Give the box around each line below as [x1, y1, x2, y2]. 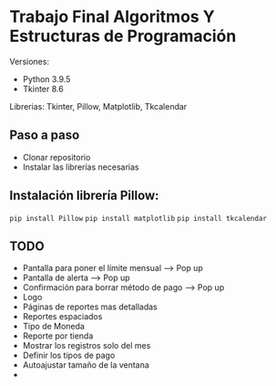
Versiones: [9, 56, 50, 67]
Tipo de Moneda [22, 321, 85, 332]
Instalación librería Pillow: [9, 188, 159, 203]
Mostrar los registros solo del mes [22, 340, 151, 351]
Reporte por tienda [22, 330, 94, 341]
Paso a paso [9, 128, 80, 143]
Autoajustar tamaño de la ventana [22, 360, 150, 370]
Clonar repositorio [22, 151, 91, 162]
